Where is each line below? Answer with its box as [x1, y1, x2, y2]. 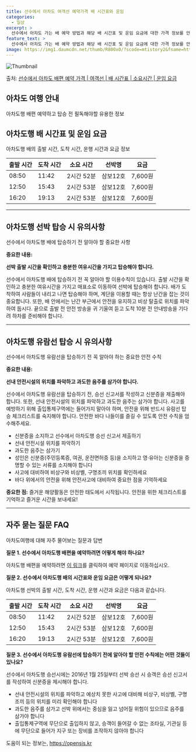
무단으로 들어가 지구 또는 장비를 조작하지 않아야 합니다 [20, 727, 144, 734]
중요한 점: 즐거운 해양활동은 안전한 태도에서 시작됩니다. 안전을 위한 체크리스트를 [6, 489, 187, 495]
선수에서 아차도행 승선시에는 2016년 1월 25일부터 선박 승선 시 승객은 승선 [6, 671, 172, 678]
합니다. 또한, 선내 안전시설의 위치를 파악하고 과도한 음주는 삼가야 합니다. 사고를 [6, 398, 185, 405]
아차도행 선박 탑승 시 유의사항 [6, 222, 106, 232]
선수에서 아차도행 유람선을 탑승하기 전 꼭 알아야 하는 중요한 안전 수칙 [6, 353, 162, 360]
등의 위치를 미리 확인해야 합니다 [25, 698, 97, 705]
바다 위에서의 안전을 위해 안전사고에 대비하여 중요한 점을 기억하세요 [14, 476, 167, 483]
